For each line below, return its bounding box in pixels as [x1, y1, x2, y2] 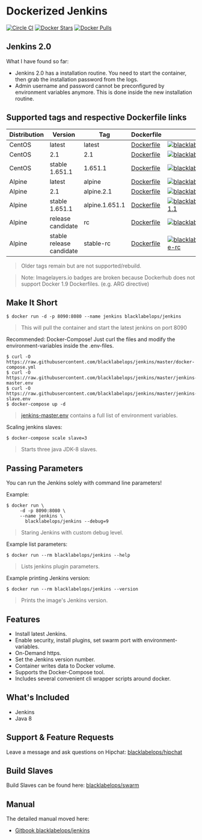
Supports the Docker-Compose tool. [14, 669, 105, 675]
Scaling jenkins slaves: [6, 424, 63, 431]
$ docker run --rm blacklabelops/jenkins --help [6, 553, 130, 559]
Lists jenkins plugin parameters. [20, 563, 100, 570]
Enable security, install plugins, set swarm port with [14, 637, 143, 644]
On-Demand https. [14, 650, 61, 656]
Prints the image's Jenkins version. [20, 597, 108, 604]
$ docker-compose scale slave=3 [6, 435, 87, 441]
